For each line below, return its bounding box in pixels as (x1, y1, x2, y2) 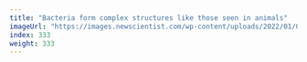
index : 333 (9, 30, 51, 39)
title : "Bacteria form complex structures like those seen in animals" (9, 13, 288, 23)
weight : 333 (9, 38, 55, 48)
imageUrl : (9, 22, 48, 31)
